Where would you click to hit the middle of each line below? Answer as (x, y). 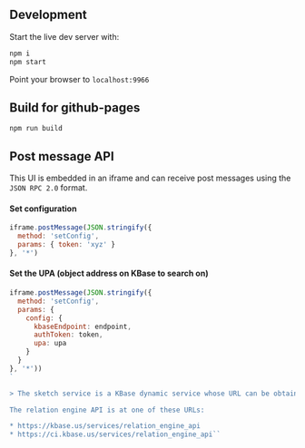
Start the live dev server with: (64, 36)
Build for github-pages (75, 107)
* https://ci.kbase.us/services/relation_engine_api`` (115, 434)
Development (49, 15)
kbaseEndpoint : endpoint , (82, 326)
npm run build (36, 129)
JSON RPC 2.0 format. (49, 188)
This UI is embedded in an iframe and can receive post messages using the (150, 178)
